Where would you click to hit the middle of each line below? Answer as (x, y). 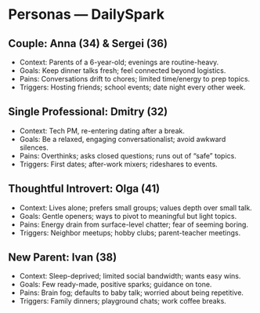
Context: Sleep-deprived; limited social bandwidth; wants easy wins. (130, 276)
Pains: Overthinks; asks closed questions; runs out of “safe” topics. (128, 155)
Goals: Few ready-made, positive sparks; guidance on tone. (116, 285)
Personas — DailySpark (86, 15)
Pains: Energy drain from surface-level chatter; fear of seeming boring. (134, 224)
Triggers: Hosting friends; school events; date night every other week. (132, 87)
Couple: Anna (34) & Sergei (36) (88, 44)
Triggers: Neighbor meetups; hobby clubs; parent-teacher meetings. (130, 232)
